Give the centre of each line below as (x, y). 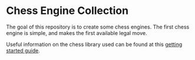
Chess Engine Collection (67, 11)
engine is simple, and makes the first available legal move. (77, 33)
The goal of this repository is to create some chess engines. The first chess (98, 27)
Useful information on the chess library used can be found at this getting (94, 44)
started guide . (23, 50)
